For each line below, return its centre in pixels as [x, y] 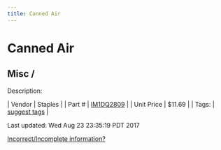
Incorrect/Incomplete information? [57, 138]
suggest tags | [28, 112]
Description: [25, 91]
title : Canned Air [34, 14]
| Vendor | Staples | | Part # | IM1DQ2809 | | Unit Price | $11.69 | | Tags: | [111, 104]
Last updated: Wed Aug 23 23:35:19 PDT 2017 [73, 125]
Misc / [21, 74]
